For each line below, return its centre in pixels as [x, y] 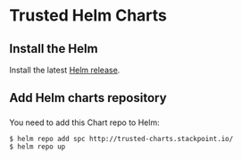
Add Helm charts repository [88, 98]
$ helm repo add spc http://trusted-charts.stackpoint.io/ [121, 139]
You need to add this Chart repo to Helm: [84, 122]
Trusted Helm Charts [88, 16]
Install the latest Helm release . [65, 70]
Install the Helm [54, 49]
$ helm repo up [38, 147]
